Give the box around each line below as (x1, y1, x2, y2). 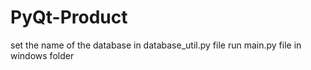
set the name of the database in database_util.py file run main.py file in (10, 39, 302, 51)
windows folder (10, 49, 75, 61)
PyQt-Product (10, 6, 128, 29)
